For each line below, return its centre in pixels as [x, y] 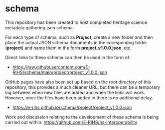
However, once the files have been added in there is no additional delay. [79, 98]
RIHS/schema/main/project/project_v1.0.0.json [60, 72]
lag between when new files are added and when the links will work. [75, 92]
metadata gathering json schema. [40, 27]
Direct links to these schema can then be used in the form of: [68, 57]
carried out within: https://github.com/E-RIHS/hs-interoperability [71, 122]
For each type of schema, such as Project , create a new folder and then [79, 37]
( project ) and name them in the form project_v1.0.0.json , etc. [69, 48]
